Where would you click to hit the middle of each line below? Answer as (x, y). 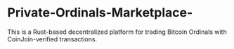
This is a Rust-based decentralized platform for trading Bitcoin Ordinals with (117, 32)
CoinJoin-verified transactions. (52, 39)
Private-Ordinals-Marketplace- (100, 13)
